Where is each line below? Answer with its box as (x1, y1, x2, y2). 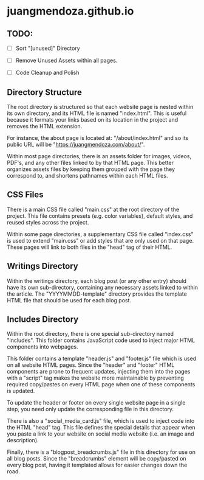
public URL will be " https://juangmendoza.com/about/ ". (7, 141, 145, 148)
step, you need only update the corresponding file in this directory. (7, 406, 174, 413)
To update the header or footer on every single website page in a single (7, 399, 186, 406)
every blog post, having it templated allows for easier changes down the (7, 461, 188, 469)
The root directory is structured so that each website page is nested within (7, 103, 194, 110)
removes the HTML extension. (7, 123, 83, 130)
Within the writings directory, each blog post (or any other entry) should (7, 277, 187, 284)
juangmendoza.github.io (7, 4, 134, 18)
